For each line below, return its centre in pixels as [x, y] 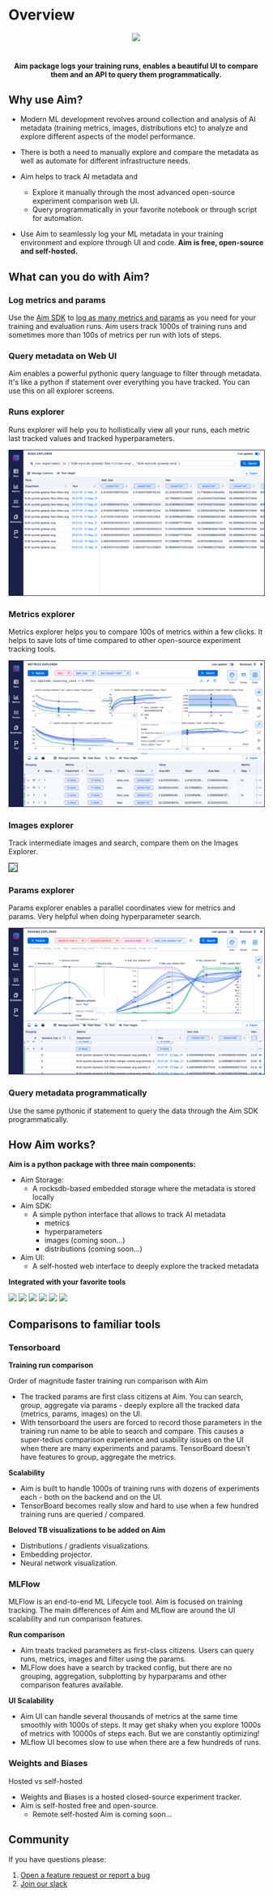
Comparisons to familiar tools [85, 1324]
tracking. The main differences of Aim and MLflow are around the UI [122, 1610]
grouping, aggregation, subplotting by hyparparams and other [123, 1676]
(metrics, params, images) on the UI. [81, 1414]
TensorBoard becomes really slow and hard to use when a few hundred [139, 1506]
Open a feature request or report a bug [85, 1875]
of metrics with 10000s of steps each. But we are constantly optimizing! [140, 1734]
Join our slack [43, 1883]
